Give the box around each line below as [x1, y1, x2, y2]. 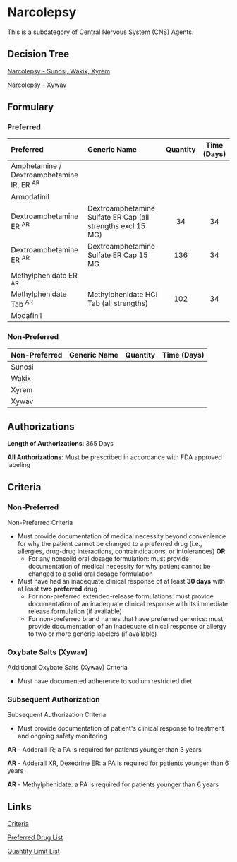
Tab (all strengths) [87, 298, 148, 308]
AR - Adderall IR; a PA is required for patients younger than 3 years [7, 745, 202, 754]
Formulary [7, 101, 54, 113]
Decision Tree [7, 48, 69, 60]
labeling [7, 461, 30, 469]
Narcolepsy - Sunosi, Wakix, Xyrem [7, 66, 111, 75]
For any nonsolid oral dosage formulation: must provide [28, 554, 189, 562]
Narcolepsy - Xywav [7, 81, 67, 89]
